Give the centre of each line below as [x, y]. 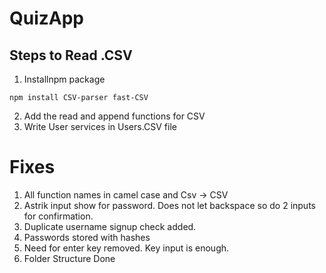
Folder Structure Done [69, 258]
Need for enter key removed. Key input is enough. [126, 248]
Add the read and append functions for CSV [114, 116]
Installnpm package [64, 79]
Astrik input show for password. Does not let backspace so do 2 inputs [169, 205]
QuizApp [47, 18]
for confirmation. [58, 216]
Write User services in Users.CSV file [100, 126]
